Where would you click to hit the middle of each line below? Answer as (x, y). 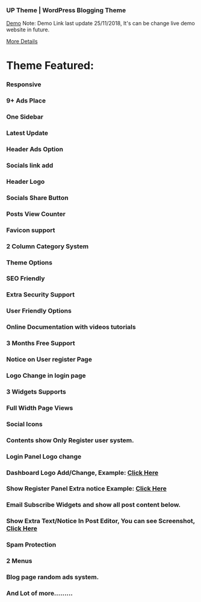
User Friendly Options (39, 311)
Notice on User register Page (49, 360)
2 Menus (19, 561)
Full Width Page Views (40, 408)
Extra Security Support (41, 295)
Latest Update (27, 133)
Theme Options (29, 262)
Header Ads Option (35, 149)
